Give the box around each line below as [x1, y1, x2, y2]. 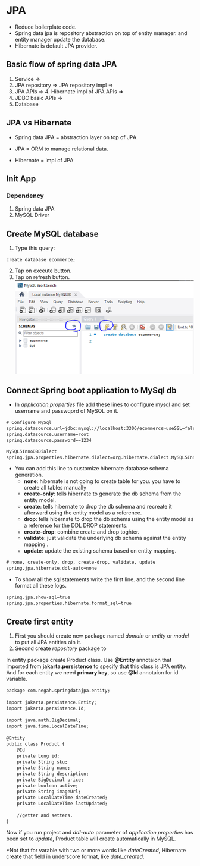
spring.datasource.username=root [6, 432, 89, 438]
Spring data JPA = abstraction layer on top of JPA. [14, 133, 138, 140]
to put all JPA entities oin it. [14, 639, 82, 646]
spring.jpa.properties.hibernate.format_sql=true [6, 600, 132, 607]
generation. [14, 471, 43, 479]
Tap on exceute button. [14, 267, 72, 274]
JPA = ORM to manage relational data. [14, 145, 108, 152]
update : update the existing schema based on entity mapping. [23, 547, 177, 554]
